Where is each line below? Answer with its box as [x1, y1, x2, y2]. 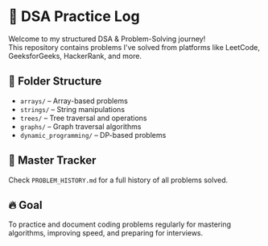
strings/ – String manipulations [19, 104, 126, 114]
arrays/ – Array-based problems [19, 96, 129, 106]
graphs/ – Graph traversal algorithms [19, 121, 142, 131]
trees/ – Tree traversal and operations [19, 113, 147, 123]
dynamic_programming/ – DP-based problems [19, 130, 167, 140]
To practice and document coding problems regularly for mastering [8, 219, 232, 229]
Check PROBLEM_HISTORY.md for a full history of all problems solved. [8, 175, 229, 185]
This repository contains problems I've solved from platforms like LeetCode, [8, 42, 260, 52]
